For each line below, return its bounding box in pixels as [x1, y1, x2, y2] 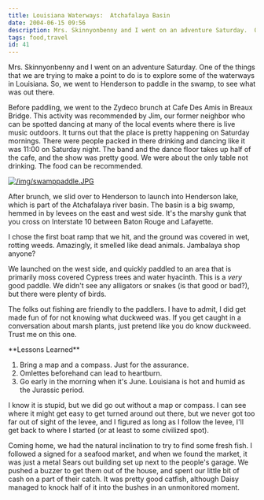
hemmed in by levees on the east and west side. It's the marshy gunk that [8, 209, 247, 218]
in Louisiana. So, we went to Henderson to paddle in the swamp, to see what [8, 80, 256, 89]
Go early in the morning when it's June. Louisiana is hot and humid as [19, 377, 246, 387]
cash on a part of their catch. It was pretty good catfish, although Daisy [8, 474, 240, 484]
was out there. [8, 87, 55, 97]
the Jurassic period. [19, 385, 85, 394]
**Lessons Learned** [8, 345, 80, 354]
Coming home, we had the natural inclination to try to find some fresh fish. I [8, 441, 253, 450]
